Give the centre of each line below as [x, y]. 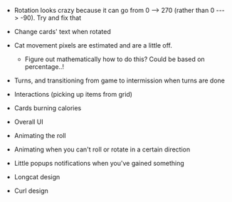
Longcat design [37, 177]
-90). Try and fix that [51, 18]
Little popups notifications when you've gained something [99, 163]
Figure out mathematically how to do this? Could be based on [115, 59]
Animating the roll [40, 135]
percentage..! [44, 67]
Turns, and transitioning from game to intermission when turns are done [120, 80]
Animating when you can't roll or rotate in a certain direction [102, 149]
